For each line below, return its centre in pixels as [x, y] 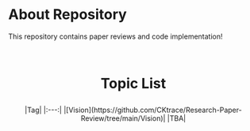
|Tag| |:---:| [43, 110]
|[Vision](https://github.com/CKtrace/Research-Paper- [152, 110]
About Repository [67, 15]
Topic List [133, 84]
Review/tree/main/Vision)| [123, 118]
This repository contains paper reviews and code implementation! [116, 36]
